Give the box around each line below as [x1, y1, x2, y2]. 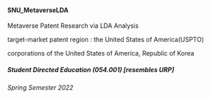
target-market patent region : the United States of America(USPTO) [7, 36, 205, 44]
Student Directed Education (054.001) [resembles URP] [7, 65, 175, 74]
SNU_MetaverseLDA [7, 6, 69, 14]
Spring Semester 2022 [7, 83, 74, 92]
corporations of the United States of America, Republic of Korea [7, 49, 195, 58]
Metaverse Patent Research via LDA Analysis [7, 21, 139, 30]
